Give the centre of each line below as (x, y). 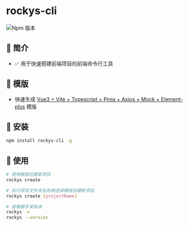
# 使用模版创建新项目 (28, 175)
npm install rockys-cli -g (39, 141)
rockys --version (27, 218)
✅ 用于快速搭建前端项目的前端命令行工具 (64, 64)
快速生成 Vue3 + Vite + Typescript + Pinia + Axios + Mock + (87, 99)
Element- (172, 99)
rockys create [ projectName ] (42, 196)
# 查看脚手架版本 (24, 207)
